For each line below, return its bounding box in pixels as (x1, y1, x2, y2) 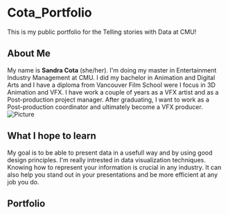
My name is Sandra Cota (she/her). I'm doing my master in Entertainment (7, 66, 217, 74)
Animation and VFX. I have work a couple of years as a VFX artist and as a (7, 88, 219, 96)
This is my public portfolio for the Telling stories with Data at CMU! (7, 28, 197, 36)
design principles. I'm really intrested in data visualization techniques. (7, 155, 206, 164)
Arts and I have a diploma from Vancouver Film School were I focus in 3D (7, 81, 216, 89)
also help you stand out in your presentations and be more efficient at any (7, 171, 218, 179)
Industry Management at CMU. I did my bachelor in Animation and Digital (7, 73, 216, 81)
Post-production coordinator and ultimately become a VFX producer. (7, 102, 203, 111)
